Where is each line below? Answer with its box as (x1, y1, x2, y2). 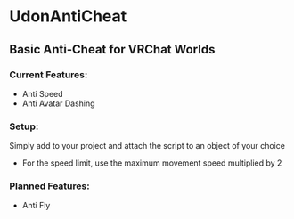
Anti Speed (21, 88, 64, 99)
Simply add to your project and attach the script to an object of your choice (9, 141, 285, 151)
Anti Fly (21, 200, 51, 211)
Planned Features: (9, 180, 91, 192)
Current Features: (9, 69, 88, 81)
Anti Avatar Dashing (21, 98, 95, 109)
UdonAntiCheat (9, 6, 127, 27)
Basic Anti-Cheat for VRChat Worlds (9, 42, 216, 57)
